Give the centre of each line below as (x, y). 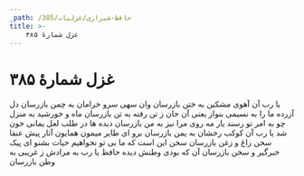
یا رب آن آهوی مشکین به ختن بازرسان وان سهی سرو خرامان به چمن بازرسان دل (145, 104)
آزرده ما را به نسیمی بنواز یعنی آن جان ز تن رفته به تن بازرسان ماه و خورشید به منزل (152, 114)
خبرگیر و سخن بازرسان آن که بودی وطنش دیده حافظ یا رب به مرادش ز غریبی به (145, 152)
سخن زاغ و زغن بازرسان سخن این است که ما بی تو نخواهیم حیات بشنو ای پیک (141, 143)
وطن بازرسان (33, 162)
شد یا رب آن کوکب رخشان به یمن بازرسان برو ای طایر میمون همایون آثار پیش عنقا (148, 133)
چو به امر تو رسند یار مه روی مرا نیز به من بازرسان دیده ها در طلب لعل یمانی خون (147, 124)
